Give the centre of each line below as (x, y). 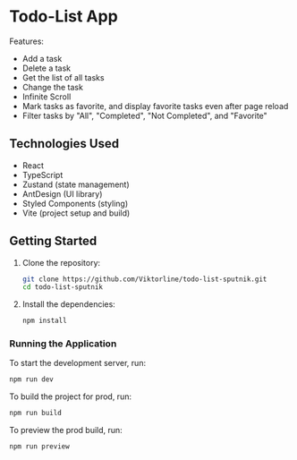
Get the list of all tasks (63, 77)
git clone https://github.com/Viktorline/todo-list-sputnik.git (144, 279)
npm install (44, 321)
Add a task (42, 58)
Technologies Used (64, 144)
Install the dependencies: (69, 304)
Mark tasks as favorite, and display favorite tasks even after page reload (155, 106)
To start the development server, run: (77, 363)
